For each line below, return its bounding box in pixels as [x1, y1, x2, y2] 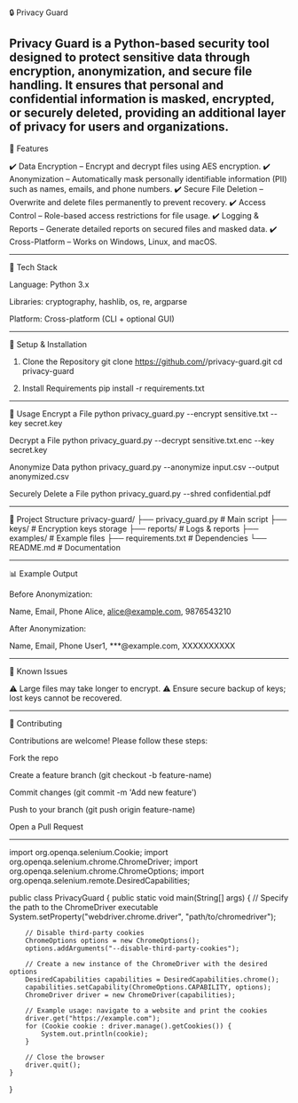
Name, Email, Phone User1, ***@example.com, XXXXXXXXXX [9, 640, 236, 651]
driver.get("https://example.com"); [25, 1013, 161, 1023]
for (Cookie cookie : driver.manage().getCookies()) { [25, 1021, 232, 1030]
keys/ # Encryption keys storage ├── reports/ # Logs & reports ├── [9, 523, 259, 534]
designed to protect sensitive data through [9, 50, 251, 65]
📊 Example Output [9, 567, 78, 579]
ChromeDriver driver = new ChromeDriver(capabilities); [25, 990, 237, 999]
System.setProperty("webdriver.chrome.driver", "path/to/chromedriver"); [9, 911, 277, 922]
